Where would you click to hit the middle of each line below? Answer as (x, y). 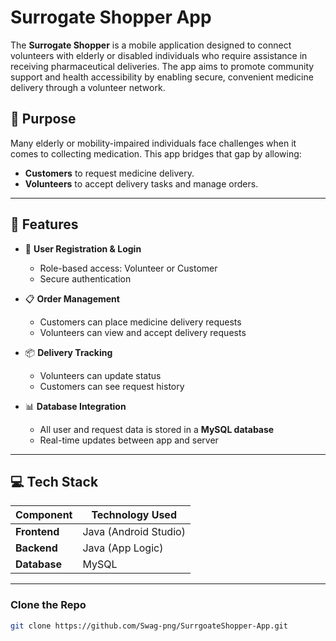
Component (44, 515)
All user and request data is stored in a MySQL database (157, 429)
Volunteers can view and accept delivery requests (143, 332)
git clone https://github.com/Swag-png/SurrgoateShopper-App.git (149, 626)
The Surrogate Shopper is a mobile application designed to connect (151, 45)
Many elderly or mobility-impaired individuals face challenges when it (153, 143)
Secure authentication (85, 278)
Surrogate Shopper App (111, 17)
